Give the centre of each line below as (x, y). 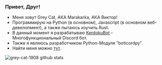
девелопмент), (27, 28)
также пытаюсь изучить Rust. (78, 28)
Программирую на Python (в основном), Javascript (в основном (79, 22)
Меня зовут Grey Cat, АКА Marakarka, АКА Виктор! (65, 17)
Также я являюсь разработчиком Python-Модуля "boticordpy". (77, 43)
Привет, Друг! (23, 7)
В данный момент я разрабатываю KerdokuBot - (62, 33)
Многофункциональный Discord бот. (50, 38)
